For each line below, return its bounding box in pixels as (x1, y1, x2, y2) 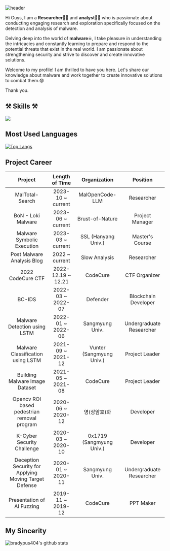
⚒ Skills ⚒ (5, 102, 38, 111)
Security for (12, 463, 41, 470)
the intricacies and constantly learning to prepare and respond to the (5, 41, 149, 47)
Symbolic (16, 236, 38, 243)
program (16, 421, 37, 428)
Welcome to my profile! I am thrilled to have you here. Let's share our (5, 67, 149, 73)
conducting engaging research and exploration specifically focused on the (5, 20, 160, 26)
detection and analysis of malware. (5, 25, 78, 31)
